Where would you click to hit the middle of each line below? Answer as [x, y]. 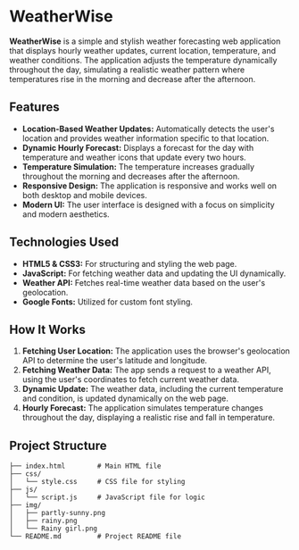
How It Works [48, 329]
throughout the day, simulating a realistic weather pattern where [127, 70]
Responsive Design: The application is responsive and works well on [149, 186]
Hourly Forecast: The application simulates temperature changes [142, 408]
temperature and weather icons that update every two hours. [134, 157]
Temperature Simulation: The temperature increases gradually [138, 166]
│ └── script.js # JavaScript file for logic [107, 497]
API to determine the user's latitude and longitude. [115, 361]
